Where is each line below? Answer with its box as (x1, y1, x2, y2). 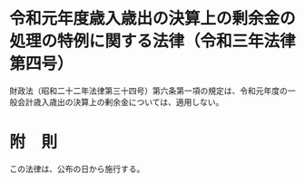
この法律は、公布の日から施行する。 (9, 163, 145, 174)
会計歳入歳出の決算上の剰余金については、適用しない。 (16, 96, 224, 107)
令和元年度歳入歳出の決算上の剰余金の (9, 8, 297, 29)
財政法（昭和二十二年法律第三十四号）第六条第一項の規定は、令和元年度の (9, 85, 288, 96)
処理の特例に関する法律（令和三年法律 (9, 31, 297, 52)
